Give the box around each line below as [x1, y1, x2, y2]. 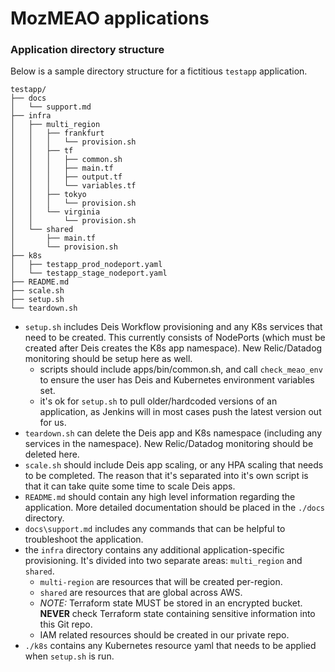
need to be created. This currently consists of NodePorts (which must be [24, 332, 326, 344]
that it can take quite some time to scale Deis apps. [24, 480, 236, 492]
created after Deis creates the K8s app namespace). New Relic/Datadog [24, 342, 323, 354]
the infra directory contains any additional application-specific [24, 544, 285, 556]
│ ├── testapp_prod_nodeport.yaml [10, 260, 163, 270]
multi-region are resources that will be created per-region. [39, 576, 283, 588]
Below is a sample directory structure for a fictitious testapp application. [10, 65, 308, 77]
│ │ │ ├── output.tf [10, 172, 123, 182]
